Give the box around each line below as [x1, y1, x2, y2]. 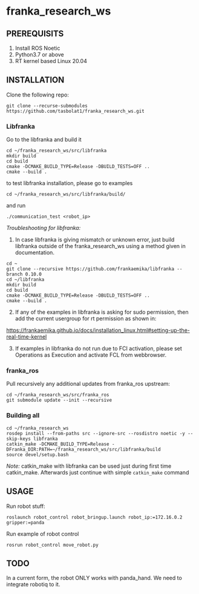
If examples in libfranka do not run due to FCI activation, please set [15, 345, 183, 353]
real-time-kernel [6, 333, 47, 340]
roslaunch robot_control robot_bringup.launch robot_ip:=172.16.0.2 [6, 514, 183, 520]
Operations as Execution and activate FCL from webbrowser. [15, 351, 167, 359]
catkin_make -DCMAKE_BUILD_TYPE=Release [6, 441, 110, 447]
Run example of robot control [6, 530, 79, 538]
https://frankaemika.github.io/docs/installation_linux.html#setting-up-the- [6, 326, 191, 334]
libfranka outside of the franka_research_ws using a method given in [15, 243, 186, 250]
